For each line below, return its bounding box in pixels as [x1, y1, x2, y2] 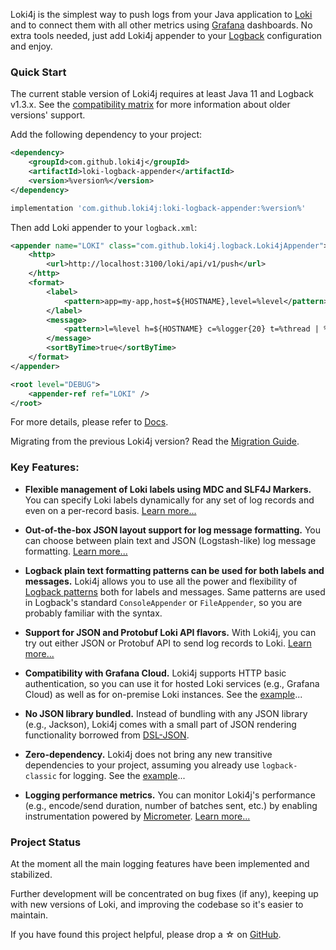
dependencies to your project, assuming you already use [24, 759, 260, 771]
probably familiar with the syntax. [24, 607, 163, 619]
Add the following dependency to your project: [10, 129, 203, 141]
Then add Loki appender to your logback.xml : [10, 221, 198, 233]
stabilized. [10, 869, 53, 881]
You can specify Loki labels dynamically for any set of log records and [24, 494, 315, 506]
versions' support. [10, 109, 86, 121]
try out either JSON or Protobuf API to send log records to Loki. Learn [24, 637, 312, 649]
